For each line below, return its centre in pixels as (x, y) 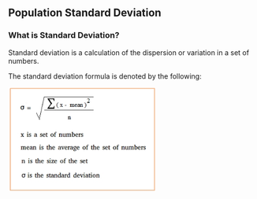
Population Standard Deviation (85, 13)
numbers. (24, 61)
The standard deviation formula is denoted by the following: (105, 76)
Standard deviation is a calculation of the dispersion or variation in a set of (129, 52)
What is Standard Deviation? (64, 35)
